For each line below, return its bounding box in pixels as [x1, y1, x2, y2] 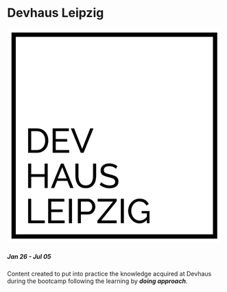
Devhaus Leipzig [7, 5, 104, 21]
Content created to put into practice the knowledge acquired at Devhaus [7, 269, 212, 278]
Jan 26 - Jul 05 [7, 252, 51, 260]
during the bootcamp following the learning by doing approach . [7, 277, 188, 285]
